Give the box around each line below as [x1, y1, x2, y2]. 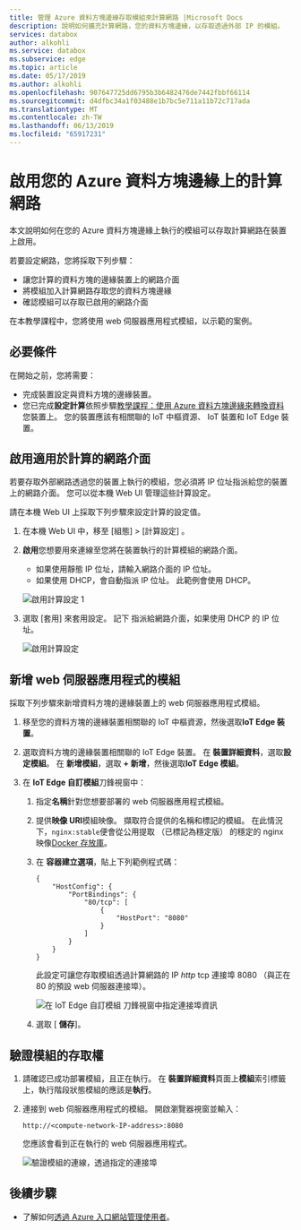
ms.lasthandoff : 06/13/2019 [9, 122, 115, 131]
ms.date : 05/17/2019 [9, 72, 87, 81]
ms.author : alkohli [9, 80, 82, 89]
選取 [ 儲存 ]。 [35, 1019, 86, 1030]
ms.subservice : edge [9, 55, 87, 64]
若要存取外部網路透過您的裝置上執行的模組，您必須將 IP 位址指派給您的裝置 [9, 477, 288, 487]
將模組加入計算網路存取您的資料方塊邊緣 [21, 285, 172, 296]
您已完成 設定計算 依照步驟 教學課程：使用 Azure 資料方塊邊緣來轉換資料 [21, 400, 285, 410]
